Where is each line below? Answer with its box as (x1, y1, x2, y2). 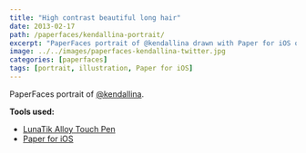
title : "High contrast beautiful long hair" (9, 13, 181, 23)
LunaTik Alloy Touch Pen (22, 123, 116, 134)
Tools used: (9, 106, 55, 117)
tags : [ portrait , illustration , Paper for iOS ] (9, 64, 194, 73)
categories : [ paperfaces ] (9, 55, 107, 64)
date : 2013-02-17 (9, 22, 76, 31)
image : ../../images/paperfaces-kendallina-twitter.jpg (9, 47, 226, 56)
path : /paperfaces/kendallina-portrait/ (9, 30, 166, 39)
